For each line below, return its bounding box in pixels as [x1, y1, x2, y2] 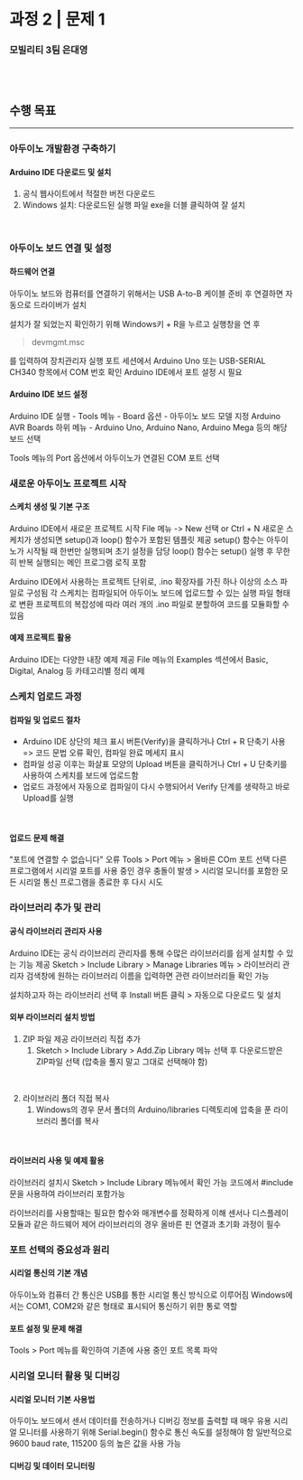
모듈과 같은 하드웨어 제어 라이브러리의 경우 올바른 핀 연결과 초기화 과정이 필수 [9, 1218, 281, 1230]
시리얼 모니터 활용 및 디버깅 [9, 1370, 121, 1382]
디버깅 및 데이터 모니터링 [9, 1460, 96, 1471]
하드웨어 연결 [9, 266, 56, 276]
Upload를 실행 [22, 792, 74, 803]
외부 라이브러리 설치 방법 [9, 1012, 96, 1023]
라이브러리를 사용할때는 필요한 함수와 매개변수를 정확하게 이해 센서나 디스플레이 [9, 1207, 289, 1218]
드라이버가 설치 [32, 299, 87, 310]
